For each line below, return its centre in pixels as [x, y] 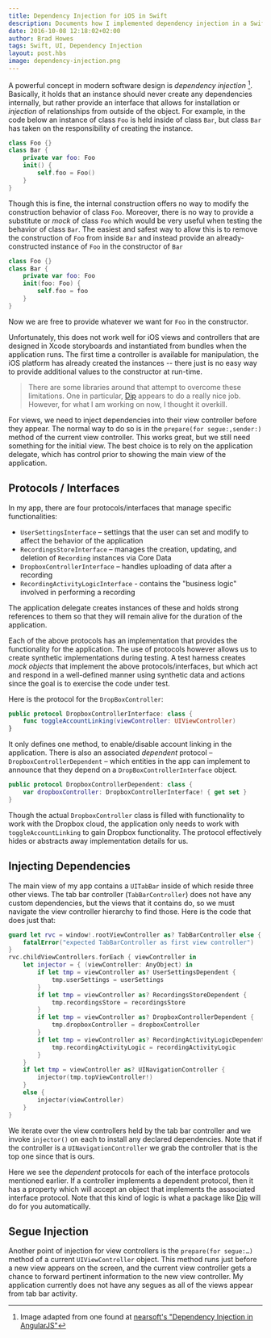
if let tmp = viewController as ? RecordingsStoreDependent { [142, 995]
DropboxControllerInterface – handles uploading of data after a [126, 566]
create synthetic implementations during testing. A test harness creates [127, 657]
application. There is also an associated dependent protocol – [110, 753]
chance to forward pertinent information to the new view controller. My [126, 1277]
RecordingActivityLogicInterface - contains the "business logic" [128, 583]
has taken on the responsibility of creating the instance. [101, 128]
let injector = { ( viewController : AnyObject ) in [108, 965]
